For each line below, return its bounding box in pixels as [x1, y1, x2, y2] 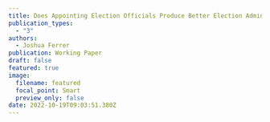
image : [8, 71, 31, 79]
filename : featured [15, 79, 81, 87]
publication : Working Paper [8, 49, 103, 57]
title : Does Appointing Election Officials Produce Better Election [8, 11, 243, 20]
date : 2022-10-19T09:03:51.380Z [8, 101, 117, 109]
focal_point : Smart [15, 86, 81, 95]
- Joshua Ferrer [15, 42, 70, 50]
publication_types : [8, 19, 74, 27]
